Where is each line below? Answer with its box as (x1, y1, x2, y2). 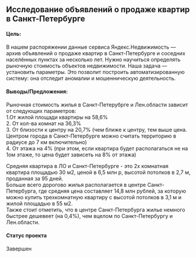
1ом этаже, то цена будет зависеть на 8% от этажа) (6, 151, 137, 158)
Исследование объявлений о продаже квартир (6, 5, 190, 15)
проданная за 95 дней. (6, 175, 64, 182)
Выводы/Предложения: (6, 88, 68, 95)
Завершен (6, 245, 32, 252)
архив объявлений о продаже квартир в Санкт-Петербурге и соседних (6, 49, 185, 56)
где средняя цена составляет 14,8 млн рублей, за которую (38, 187, 187, 195)
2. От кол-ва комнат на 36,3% (6, 120, 81, 127)
